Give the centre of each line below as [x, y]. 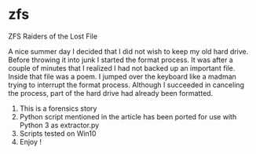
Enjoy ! [30, 141]
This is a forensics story [58, 108]
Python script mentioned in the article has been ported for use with [128, 116]
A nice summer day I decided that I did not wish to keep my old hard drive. [128, 51]
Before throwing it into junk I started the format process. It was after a [121, 60]
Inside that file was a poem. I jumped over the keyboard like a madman [123, 76]
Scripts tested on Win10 [58, 133]
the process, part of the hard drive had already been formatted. [111, 93]
